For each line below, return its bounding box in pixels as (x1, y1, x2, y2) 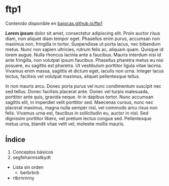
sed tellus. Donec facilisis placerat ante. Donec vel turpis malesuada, (5, 88, 149, 94)
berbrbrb (20, 169, 40, 175)
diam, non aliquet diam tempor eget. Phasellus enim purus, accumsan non (5, 35, 160, 42)
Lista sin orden (12, 164, 44, 170)
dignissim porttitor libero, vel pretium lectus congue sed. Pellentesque (5, 115, 152, 121)
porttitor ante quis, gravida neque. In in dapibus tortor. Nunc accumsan (5, 94, 154, 100)
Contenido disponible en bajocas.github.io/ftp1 (5, 20, 103, 26)
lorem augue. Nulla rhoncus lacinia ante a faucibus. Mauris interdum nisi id (5, 52, 161, 58)
